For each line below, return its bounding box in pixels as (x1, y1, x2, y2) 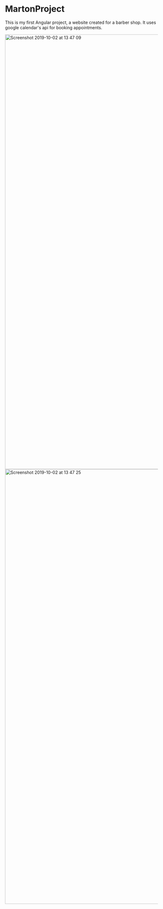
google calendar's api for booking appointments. (5, 24, 103, 30)
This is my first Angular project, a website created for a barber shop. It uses (5, 19, 156, 25)
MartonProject (5, 3, 65, 15)
